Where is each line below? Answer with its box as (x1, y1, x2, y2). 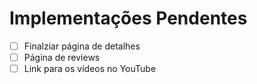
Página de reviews (23, 52, 101, 63)
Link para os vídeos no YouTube (23, 63, 157, 75)
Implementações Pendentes (9, 7, 248, 30)
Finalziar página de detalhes (23, 40, 141, 52)
